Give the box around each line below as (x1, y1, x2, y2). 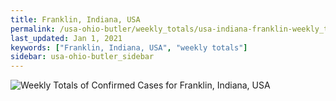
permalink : (10, 24, 56, 34)
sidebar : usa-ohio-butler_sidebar (10, 52, 155, 62)
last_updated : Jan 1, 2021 (10, 33, 123, 43)
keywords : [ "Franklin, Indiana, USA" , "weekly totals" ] (10, 42, 248, 53)
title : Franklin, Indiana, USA (10, 14, 141, 25)
